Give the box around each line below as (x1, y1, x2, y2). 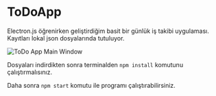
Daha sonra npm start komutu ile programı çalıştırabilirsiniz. (7, 81, 176, 89)
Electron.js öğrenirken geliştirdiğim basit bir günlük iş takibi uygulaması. (7, 27, 209, 35)
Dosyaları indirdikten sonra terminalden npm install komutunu (7, 60, 184, 69)
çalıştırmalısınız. (7, 68, 53, 76)
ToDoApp (7, 4, 62, 20)
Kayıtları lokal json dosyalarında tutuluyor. (7, 34, 125, 42)
